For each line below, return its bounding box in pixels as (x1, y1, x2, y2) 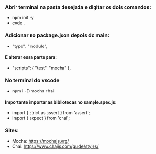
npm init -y (12, 15, 34, 21)
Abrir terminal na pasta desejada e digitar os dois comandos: (5, 4, 152, 11)
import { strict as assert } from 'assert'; (12, 110, 90, 116)
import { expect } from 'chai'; (12, 115, 70, 121)
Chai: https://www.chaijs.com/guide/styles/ (12, 143, 99, 149)
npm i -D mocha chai (12, 88, 54, 94)
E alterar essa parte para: (5, 54, 57, 60)
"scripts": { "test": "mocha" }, (12, 65, 71, 71)
